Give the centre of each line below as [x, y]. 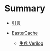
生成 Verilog [31, 43]
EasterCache [25, 33]
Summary [25, 9]
